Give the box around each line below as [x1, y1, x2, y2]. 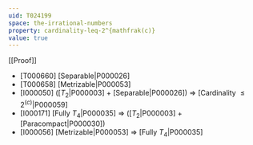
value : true [8, 33, 48, 42]
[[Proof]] [8, 56, 38, 65]
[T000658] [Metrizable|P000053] [19, 80, 131, 89]
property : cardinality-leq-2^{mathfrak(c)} [8, 26, 156, 34]
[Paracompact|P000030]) [19, 119, 106, 128]
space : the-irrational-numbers [8, 19, 113, 27]
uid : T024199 [8, 11, 52, 20]
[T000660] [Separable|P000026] [19, 71, 131, 80]
